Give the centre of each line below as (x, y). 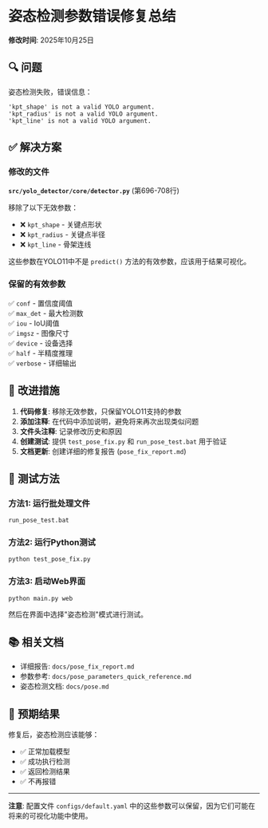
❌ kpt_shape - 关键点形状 (61, 225)
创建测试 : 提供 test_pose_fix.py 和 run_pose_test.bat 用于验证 (123, 441)
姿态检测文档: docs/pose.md (64, 686)
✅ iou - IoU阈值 (34, 323)
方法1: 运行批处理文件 (49, 503)
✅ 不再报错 (38, 782)
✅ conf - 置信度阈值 (41, 303)
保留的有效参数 (37, 284)
